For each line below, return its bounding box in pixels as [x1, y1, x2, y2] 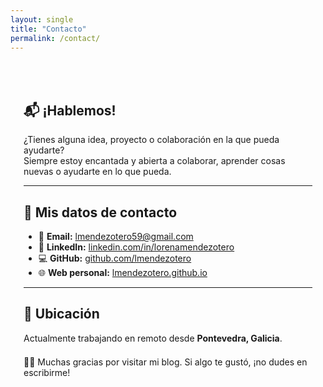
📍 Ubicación [23, 306, 100, 323]
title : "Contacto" [10, 24, 87, 34]
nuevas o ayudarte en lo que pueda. [23, 166, 172, 178]
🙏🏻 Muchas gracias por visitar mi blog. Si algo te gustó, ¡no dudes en [23, 356, 308, 368]
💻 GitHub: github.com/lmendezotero [38, 252, 192, 264]
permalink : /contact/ [10, 33, 101, 43]
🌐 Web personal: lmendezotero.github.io [38, 267, 208, 278]
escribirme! [23, 366, 71, 378]
